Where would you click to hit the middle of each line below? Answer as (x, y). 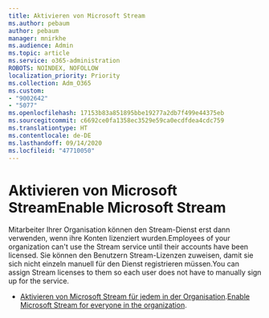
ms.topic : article (39, 53)
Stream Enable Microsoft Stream (117, 207)
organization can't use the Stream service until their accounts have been (128, 247)
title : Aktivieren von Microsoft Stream (77, 16)
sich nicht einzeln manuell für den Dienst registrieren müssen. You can (124, 264)
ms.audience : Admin (41, 46)
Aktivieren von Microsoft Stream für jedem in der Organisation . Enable (135, 297)
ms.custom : (26, 91)
